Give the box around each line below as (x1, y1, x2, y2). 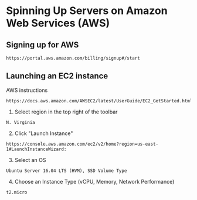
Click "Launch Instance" (14, 130, 73, 137)
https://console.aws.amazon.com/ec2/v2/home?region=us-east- (6, 141, 159, 147)
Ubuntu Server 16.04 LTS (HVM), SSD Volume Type (6, 168, 127, 174)
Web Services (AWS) (6, 16, 110, 30)
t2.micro (6, 189, 28, 195)
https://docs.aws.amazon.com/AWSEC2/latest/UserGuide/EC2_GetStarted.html (6, 98, 193, 104)
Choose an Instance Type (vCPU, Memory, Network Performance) (14, 178, 175, 185)
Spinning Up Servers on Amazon (6, 4, 168, 18)
